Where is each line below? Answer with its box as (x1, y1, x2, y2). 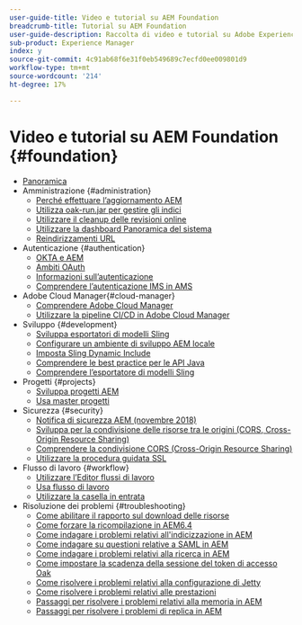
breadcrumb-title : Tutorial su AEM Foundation (9, 22, 187, 31)
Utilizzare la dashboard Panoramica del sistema (35, 223, 213, 234)
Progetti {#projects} (22, 376, 96, 387)
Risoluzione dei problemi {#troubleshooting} (22, 500, 186, 511)
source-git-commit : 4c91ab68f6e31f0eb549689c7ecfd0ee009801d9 (9, 55, 247, 64)
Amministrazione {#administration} (22, 185, 152, 196)
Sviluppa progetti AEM (35, 386, 120, 397)
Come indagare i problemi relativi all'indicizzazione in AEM (35, 529, 253, 540)
